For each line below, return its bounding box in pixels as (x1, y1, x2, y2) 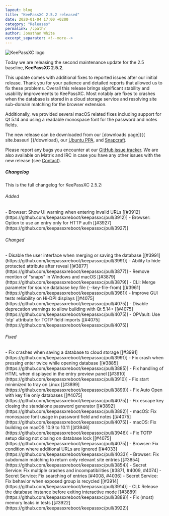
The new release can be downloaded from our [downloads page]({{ (5, 131, 145, 137)
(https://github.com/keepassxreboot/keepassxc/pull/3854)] (5, 462, 129, 468)
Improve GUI (132, 290, 158, 296)
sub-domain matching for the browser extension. (5, 101, 107, 107)
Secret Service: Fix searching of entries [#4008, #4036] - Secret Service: (5, 473, 158, 479)
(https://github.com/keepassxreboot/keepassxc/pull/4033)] (5, 451, 129, 457)
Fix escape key (132, 398, 164, 404)
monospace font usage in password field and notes (5, 414, 112, 420)
